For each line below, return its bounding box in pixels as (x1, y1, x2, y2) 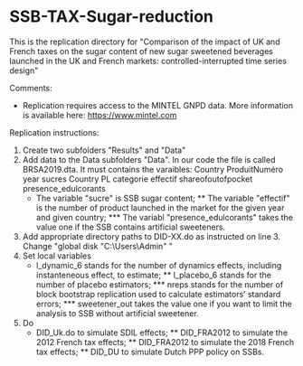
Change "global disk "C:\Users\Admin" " (22, 240, 174, 251)
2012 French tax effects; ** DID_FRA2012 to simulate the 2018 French (35, 336, 295, 347)
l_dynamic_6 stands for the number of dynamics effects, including (35, 259, 282, 270)
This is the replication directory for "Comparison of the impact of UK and (9, 36, 280, 47)
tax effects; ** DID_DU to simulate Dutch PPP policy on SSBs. (35, 346, 265, 357)
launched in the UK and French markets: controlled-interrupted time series (9, 55, 288, 66)
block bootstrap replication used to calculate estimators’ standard (35, 288, 281, 299)
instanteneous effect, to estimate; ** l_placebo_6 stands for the (35, 269, 271, 280)
